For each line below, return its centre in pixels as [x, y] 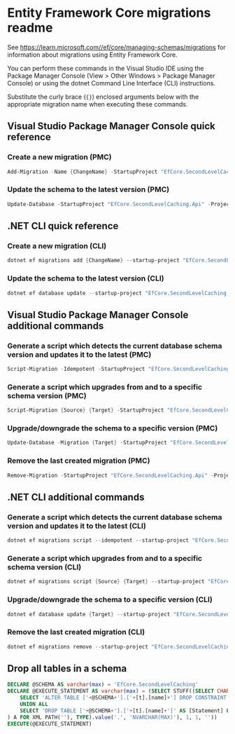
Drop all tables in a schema [67, 668]
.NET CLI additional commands [76, 497]
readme [30, 28]
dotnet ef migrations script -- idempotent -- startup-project [98, 541]
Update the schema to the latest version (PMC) [88, 189]
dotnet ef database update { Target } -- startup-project [89, 614]
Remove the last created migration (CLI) [76, 632]
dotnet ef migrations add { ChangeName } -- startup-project [93, 261]
